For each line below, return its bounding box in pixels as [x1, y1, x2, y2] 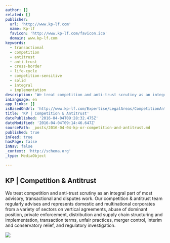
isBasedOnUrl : [5, 106, 35, 111]
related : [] [5, 12, 30, 17]
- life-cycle [10, 69, 37, 74]
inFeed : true [5, 135, 33, 140]
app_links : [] [5, 102, 35, 107]
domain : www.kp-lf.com [10, 36, 58, 41]
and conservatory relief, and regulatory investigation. [5, 222, 116, 228]
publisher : [5, 17, 28, 22]
